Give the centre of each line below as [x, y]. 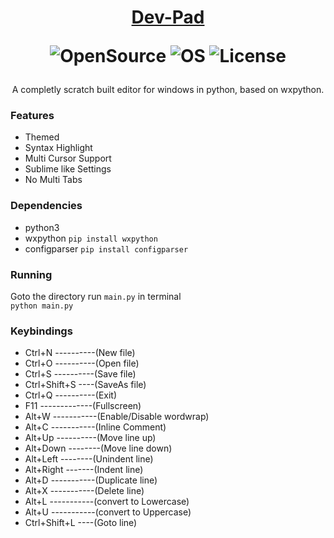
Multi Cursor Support [68, 158]
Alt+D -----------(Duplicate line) [91, 480]
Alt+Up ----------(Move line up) [90, 438]
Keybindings [41, 331]
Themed [42, 137]
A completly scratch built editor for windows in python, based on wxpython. [168, 90]
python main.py [42, 306]
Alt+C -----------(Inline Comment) [95, 427]
